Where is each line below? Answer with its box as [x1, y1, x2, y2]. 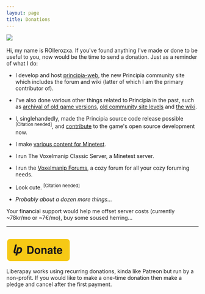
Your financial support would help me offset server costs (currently [6, 207, 175, 214]
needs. [15, 171, 33, 178]
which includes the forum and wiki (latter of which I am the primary [15, 78, 184, 85]
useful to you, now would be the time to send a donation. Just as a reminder [6, 53, 198, 61]
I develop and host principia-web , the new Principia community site [15, 71, 185, 79]
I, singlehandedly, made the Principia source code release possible [15, 115, 184, 122]
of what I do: [6, 59, 38, 67]
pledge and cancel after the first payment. [6, 281, 112, 288]
